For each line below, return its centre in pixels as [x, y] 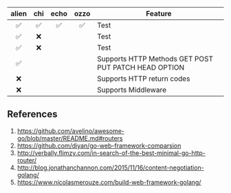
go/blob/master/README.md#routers [70, 138]
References [32, 114]
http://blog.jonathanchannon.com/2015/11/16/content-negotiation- [110, 167]
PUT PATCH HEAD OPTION [141, 67]
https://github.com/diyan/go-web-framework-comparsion [99, 145]
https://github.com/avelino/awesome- [71, 131]
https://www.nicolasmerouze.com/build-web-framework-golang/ [109, 182]
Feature [158, 13]
